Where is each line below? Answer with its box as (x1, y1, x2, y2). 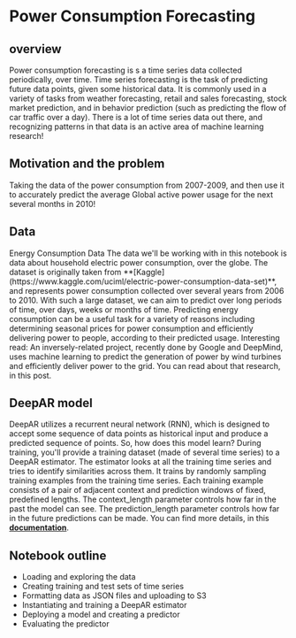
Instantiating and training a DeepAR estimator (21, 600, 187, 611)
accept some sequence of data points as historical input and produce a (9, 428, 269, 439)
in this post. (9, 370, 52, 380)
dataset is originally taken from (9, 266, 122, 277)
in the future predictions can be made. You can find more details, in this (9, 513, 269, 524)
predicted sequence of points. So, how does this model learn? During (9, 438, 262, 449)
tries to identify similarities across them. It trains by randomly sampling (9, 466, 267, 477)
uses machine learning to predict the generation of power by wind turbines (9, 351, 282, 362)
